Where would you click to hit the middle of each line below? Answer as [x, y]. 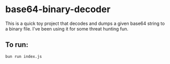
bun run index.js [24, 56]
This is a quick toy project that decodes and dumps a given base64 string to [85, 23]
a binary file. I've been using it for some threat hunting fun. [67, 28]
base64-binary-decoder [58, 9]
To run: [17, 45]
